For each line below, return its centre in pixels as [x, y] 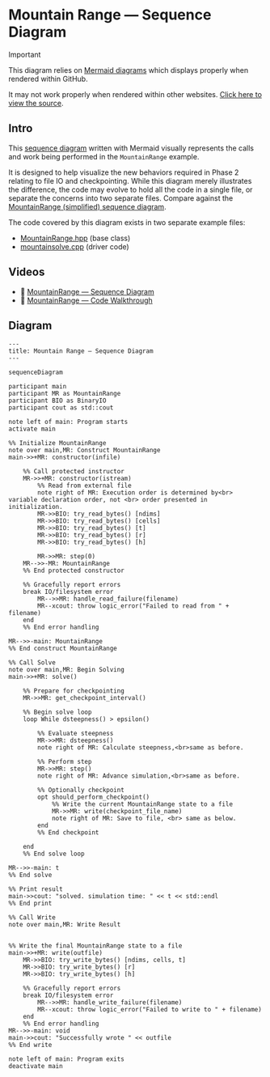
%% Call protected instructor [74, 472]
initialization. [36, 507]
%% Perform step [65, 762]
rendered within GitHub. [48, 78]
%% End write [30, 1045]
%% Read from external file [84, 486]
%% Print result [36, 889]
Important [25, 54]
